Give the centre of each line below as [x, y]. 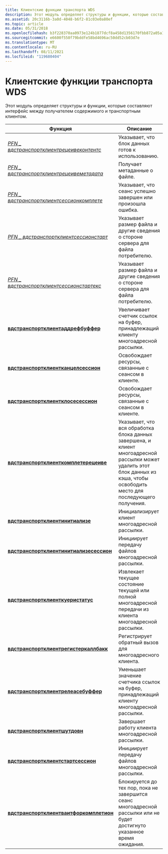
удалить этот [134, 466]
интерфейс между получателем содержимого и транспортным [73, 111]
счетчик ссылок [138, 316]
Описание [139, 129]
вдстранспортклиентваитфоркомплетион [61, 813]
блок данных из [137, 472]
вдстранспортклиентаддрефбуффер [54, 328]
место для [131, 491]
